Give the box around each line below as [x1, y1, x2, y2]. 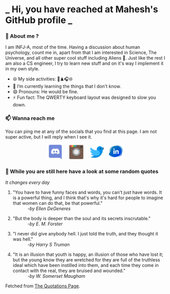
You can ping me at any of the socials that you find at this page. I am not [5, 128, 157, 135]
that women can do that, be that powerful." [12, 200, 103, 206]
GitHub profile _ [5, 14, 73, 26]
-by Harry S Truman [27, 242, 70, 248]
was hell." [12, 236, 34, 243]
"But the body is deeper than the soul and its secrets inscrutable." [12, 216, 151, 222]
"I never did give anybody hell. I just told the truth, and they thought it [12, 231, 158, 237]
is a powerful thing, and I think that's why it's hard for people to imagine [12, 195, 163, 201]
